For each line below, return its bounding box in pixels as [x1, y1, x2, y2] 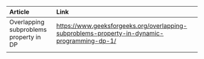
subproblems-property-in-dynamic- [56, 29, 164, 37]
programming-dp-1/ [56, 37, 117, 45]
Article [9, 8, 30, 16]
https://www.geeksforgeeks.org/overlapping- [56, 22, 188, 29]
